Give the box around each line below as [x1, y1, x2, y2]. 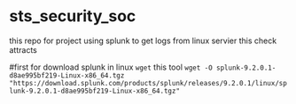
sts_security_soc [9, 6, 136, 26]
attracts [9, 44, 37, 55]
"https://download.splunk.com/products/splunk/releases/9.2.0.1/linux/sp [9, 78, 288, 87]
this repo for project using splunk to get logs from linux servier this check [9, 35, 277, 46]
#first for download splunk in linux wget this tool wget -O [9, 62, 213, 72]
